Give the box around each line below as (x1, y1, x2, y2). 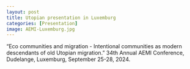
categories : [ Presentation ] (6, 20, 78, 26)
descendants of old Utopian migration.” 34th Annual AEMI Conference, (6, 49, 185, 57)
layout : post (6, 9, 40, 15)
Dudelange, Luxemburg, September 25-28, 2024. (6, 56, 131, 63)
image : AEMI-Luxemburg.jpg (6, 26, 75, 32)
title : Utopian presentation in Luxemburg (6, 15, 116, 21)
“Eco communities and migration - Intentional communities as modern (6, 43, 182, 50)
